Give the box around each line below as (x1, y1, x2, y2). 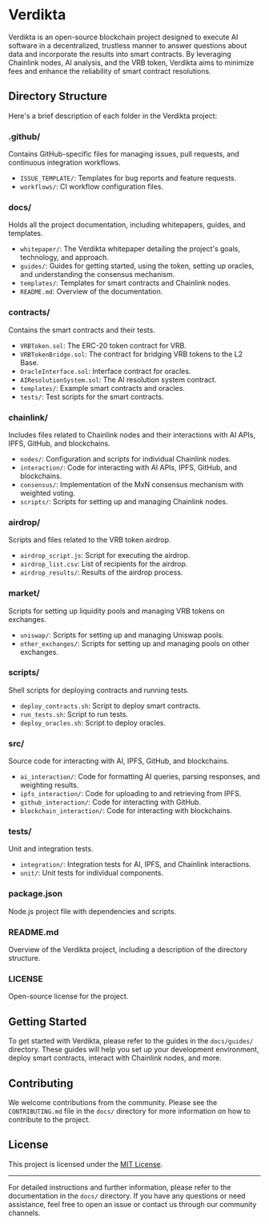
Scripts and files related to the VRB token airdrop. (8, 535, 171, 545)
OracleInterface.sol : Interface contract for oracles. (19, 366, 191, 376)
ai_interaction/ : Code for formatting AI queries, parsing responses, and (19, 772, 260, 782)
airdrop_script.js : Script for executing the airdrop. (19, 551, 191, 560)
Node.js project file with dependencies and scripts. (8, 906, 177, 916)
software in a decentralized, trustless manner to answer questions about (8, 40, 247, 50)
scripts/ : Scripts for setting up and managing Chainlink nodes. (19, 496, 228, 506)
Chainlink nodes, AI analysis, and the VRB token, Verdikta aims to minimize (8, 58, 255, 67)
